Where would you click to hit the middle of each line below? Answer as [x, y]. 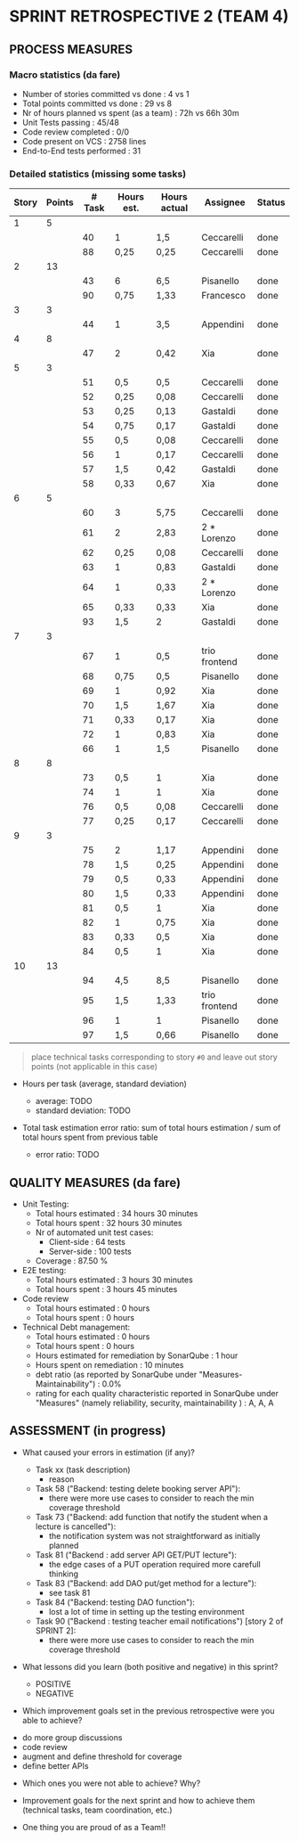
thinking [63, 1574]
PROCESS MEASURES [71, 49]
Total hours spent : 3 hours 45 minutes [106, 1289]
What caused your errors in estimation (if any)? [109, 1452]
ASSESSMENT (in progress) [88, 1431]
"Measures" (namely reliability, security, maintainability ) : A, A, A [154, 1403]
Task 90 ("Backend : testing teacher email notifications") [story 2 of [159, 1621]
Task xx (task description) [83, 1469]
